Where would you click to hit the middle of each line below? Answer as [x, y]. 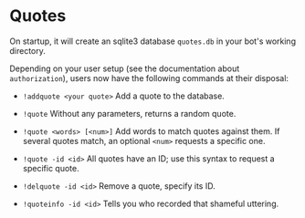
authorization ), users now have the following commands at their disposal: [149, 78]
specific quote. [51, 168]
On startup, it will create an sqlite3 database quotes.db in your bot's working [153, 41]
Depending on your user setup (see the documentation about [125, 68]
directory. [27, 50]
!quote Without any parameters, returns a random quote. [129, 113]
